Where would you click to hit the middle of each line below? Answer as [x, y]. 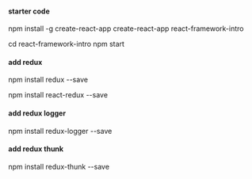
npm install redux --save [48, 80]
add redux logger [37, 113]
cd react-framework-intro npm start [67, 44]
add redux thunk [36, 149]
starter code [29, 11]
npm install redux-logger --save [60, 131]
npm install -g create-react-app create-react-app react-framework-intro [126, 29]
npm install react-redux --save [58, 95]
